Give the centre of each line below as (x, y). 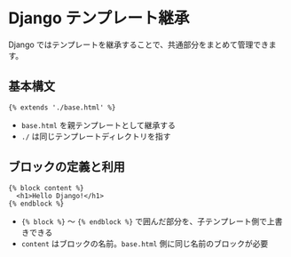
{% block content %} (47, 188)
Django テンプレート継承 (99, 18)
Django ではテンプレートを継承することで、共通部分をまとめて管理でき (139, 44)
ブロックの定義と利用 (67, 167)
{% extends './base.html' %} (62, 108)
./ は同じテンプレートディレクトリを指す (96, 136)
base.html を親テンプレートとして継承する (98, 124)
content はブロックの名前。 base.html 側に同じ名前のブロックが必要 (145, 243)
